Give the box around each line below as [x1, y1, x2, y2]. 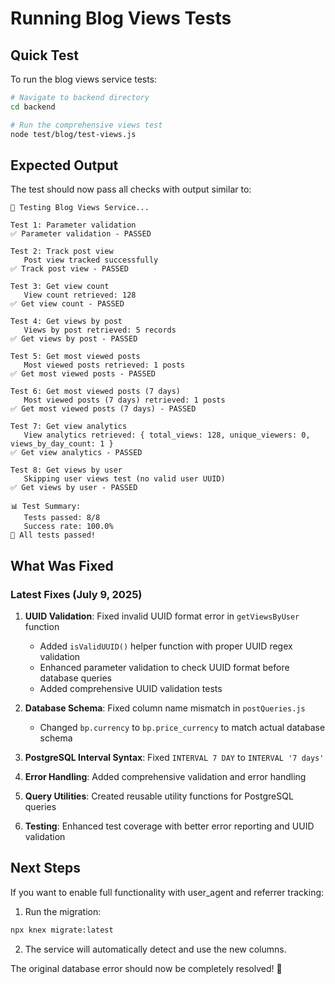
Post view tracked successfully [23, 255, 159, 266]
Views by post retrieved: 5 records [23, 325, 177, 336]
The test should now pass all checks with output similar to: [10, 183, 252, 196]
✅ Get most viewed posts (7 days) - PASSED [10, 404, 197, 414]
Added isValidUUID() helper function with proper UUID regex [39, 640, 293, 652]
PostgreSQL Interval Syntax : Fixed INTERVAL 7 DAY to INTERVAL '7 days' [24, 752, 325, 763]
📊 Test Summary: [10, 502, 82, 512]
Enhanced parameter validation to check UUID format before [39, 662, 290, 673]
